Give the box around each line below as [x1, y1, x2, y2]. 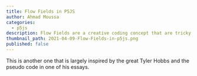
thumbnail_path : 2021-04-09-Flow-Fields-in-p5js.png [6, 36, 139, 42]
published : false [6, 42, 49, 47]
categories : [6, 19, 35, 25]
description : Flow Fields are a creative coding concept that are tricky [6, 30, 192, 36]
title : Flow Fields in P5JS [6, 8, 75, 15]
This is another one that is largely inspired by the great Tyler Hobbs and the [6, 57, 190, 64]
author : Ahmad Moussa [6, 14, 60, 20]
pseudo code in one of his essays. [6, 63, 90, 70]
